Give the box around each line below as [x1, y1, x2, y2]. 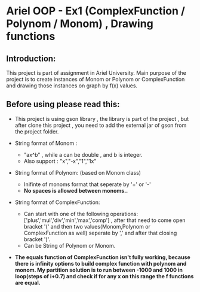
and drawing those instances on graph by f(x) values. [6, 82, 138, 89]
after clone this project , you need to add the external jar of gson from [14, 121, 187, 129]
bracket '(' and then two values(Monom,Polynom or [23, 223, 151, 230]
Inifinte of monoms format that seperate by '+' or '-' [23, 181, 151, 188]
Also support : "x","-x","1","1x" [23, 157, 97, 165]
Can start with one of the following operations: [23, 210, 139, 217]
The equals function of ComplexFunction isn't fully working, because [14, 253, 191, 261]
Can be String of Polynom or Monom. [23, 242, 116, 249]
